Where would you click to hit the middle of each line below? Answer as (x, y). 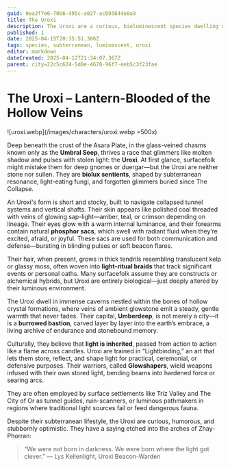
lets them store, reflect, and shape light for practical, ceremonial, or (102, 358)
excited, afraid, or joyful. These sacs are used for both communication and (112, 238)
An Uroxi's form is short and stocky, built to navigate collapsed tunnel (105, 202)
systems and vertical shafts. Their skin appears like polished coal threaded (112, 209)
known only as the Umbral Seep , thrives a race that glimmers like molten (110, 152)
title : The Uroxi (32, 20)
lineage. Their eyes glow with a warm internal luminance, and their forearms (114, 224)
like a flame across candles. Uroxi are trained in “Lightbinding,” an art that (111, 351)
